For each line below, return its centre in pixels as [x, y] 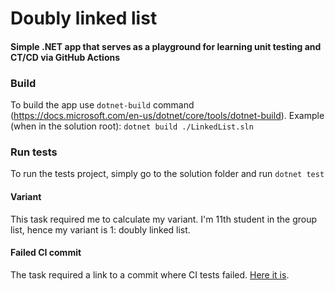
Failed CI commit [46, 253]
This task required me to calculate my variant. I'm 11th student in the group [164, 219]
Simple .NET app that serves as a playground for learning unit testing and [166, 46]
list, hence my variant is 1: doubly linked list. [100, 229]
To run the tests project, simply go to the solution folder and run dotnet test [167, 174]
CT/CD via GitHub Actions [65, 57]
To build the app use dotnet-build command [102, 105]
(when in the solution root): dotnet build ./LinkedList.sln [132, 126]
